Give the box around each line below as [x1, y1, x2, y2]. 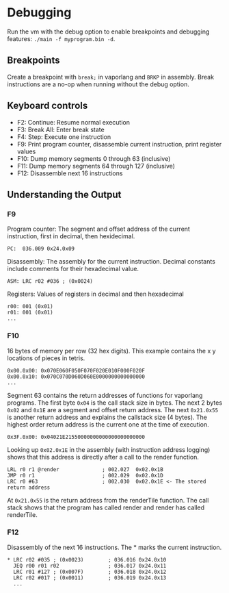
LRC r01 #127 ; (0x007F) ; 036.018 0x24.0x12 [13, 568, 167, 575]
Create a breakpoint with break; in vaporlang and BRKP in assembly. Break [7, 73, 214, 81]
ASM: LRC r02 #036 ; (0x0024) [7, 278, 94, 285]
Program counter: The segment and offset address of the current [7, 225, 190, 234]
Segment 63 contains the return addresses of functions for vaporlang [7, 391, 203, 399]
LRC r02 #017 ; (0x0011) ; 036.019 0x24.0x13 [13, 574, 167, 581]
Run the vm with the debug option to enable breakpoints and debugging [7, 27, 210, 36]
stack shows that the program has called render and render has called [7, 503, 205, 512]
